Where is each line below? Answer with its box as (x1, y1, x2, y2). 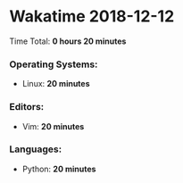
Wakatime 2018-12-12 (9, 6, 175, 27)
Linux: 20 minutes (21, 79, 91, 89)
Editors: (9, 101, 45, 113)
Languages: (9, 143, 62, 155)
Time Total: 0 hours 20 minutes (9, 36, 127, 46)
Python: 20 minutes (21, 163, 96, 174)
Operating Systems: (9, 58, 98, 71)
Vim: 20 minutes (21, 121, 85, 131)
